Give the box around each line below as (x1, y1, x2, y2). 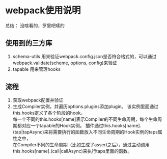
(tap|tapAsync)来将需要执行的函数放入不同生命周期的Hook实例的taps (12, 128, 158, 135)
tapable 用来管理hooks (12, 66, 61, 72)
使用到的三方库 (5, 39, 52, 47)
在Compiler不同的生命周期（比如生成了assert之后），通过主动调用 (12, 141, 150, 148)
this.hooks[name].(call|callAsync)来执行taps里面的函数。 (12, 148, 132, 154)
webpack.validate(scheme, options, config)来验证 (12, 60, 117, 66)
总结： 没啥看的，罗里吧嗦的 (5, 22, 65, 29)
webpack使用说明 (5, 5, 81, 16)
